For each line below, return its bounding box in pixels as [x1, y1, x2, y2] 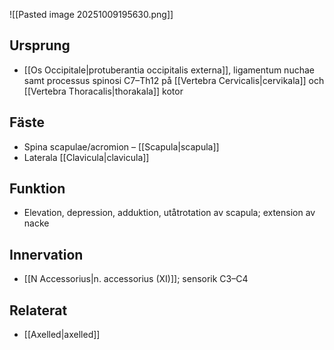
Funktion [9, 180, 66, 198]
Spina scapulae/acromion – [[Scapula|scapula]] [23, 140, 220, 153]
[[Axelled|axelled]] [23, 329, 101, 341]
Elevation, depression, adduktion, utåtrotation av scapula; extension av [23, 207, 316, 219]
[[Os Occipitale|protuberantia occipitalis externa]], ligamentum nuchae [23, 64, 315, 76]
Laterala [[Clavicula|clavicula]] [23, 151, 150, 163]
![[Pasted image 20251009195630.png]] [9, 9, 174, 20]
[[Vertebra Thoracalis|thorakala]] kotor [23, 85, 184, 97]
